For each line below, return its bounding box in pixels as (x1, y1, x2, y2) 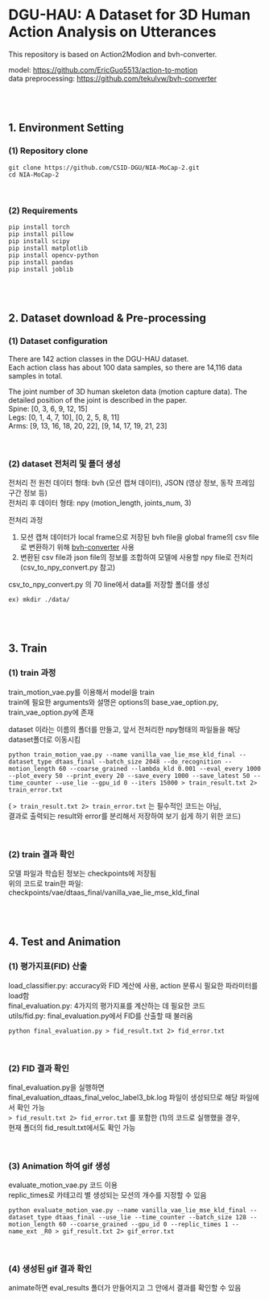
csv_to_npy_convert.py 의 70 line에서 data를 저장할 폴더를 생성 (8, 579, 210, 589)
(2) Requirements (8, 205, 78, 216)
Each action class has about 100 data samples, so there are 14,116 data (8, 362, 243, 372)
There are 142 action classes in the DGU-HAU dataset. (8, 354, 189, 363)
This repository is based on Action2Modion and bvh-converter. (8, 49, 217, 59)
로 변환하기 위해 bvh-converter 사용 (19, 542, 135, 552)
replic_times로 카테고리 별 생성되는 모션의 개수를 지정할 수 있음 (8, 1190, 207, 1200)
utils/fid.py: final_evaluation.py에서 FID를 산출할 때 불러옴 (8, 1011, 193, 1021)
